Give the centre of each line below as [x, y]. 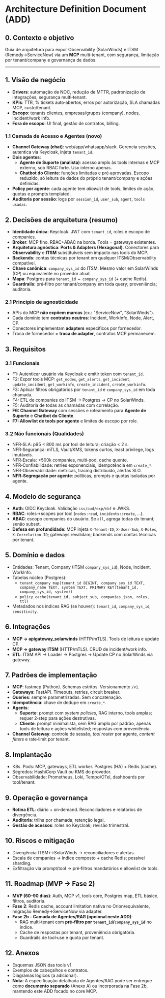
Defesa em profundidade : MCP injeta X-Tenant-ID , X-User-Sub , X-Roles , [85, 529]
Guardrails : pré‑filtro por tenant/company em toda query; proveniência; [84, 284]
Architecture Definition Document [76, 9]
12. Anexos [22, 953]
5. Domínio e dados [35, 555]
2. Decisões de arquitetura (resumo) [61, 220]
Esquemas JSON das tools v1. [42, 965]
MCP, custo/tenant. [32, 107]
